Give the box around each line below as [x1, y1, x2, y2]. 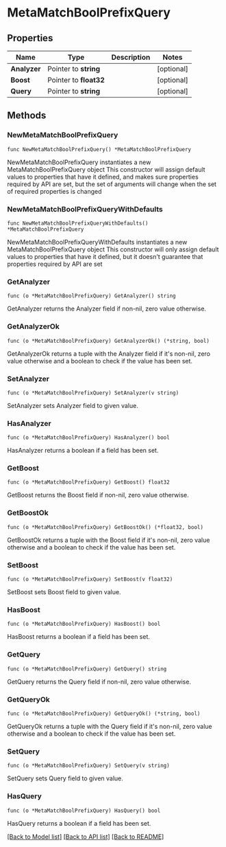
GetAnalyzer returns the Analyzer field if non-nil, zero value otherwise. [7, 304, 207, 313]
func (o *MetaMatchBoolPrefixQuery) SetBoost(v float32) [7, 576, 173, 583]
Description [111, 53, 151, 62]
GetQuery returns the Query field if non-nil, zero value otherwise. [7, 677, 192, 686]
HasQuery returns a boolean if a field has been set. [7, 819, 151, 827]
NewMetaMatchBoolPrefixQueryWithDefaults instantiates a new [7, 238, 188, 246]
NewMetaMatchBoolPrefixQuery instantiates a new [7, 158, 151, 166]
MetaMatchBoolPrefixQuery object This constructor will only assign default [7, 245, 219, 253]
